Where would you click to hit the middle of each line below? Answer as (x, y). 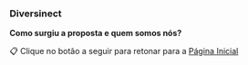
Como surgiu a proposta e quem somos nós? (96, 33)
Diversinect (36, 14)
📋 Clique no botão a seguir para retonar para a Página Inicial (124, 51)
